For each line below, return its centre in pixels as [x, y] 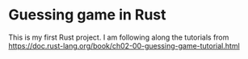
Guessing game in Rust [88, 15]
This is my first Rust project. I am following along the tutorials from [119, 37]
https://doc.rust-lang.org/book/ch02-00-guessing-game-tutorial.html [124, 45]
